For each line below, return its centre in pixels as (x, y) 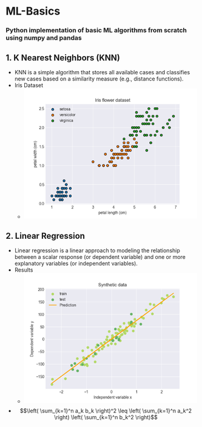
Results (24, 270)
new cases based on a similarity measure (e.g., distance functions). (99, 79)
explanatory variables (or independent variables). (76, 264)
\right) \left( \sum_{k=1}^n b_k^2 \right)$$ (106, 417)
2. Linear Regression (45, 236)
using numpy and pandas (44, 38)
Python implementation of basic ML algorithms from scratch (96, 30)
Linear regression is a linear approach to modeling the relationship (97, 250)
